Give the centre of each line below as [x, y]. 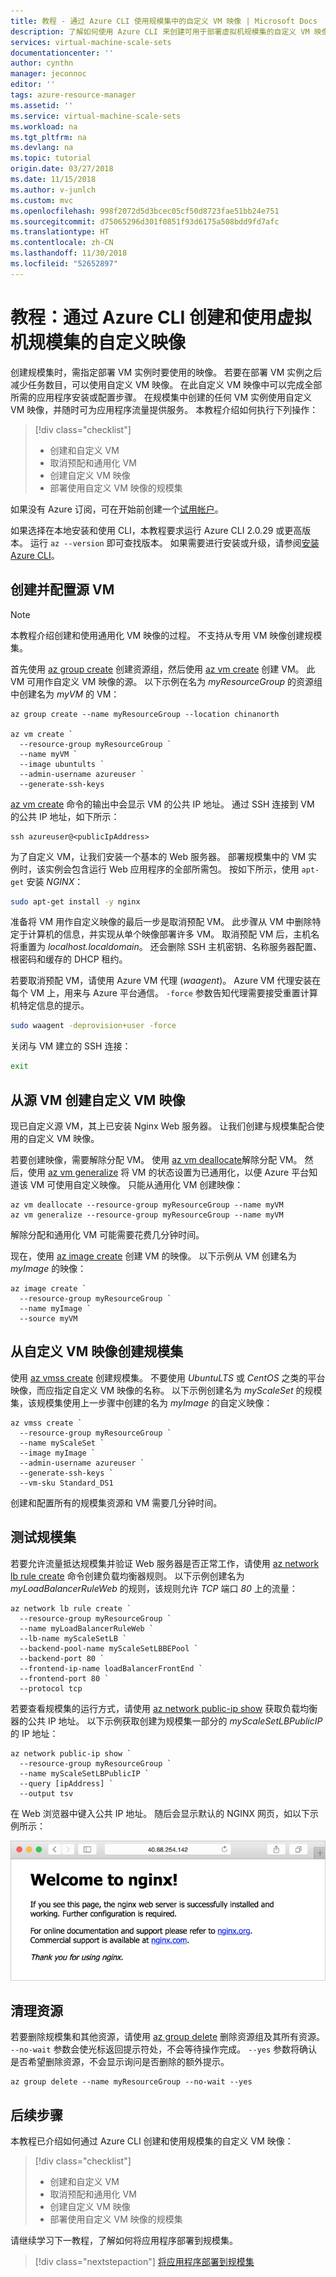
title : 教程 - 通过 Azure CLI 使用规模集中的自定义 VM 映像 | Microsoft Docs [164, 21]
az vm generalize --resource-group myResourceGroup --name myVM [147, 1215]
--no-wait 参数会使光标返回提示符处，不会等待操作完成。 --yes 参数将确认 [164, 2049]
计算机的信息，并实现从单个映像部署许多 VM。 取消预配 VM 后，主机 [169, 934]
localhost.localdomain [93, 947]
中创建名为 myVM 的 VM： [65, 694]
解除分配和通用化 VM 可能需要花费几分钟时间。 [107, 1234]
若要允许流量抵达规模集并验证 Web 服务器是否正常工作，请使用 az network [165, 1563]
